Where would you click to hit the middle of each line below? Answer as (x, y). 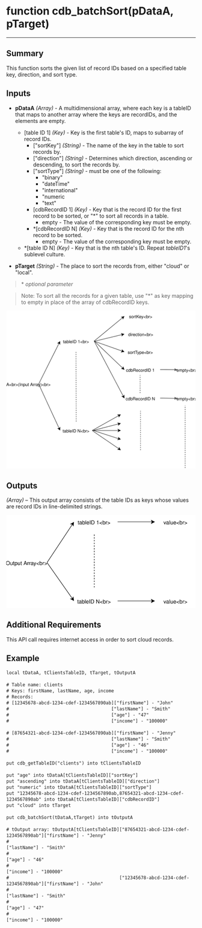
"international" (60, 190)
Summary (25, 53)
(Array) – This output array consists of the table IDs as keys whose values (98, 500)
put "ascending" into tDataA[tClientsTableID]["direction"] (83, 781)
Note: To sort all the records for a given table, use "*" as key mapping (107, 295)
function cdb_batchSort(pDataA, (90, 11)
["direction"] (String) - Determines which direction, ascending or (112, 158)
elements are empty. (40, 121)
